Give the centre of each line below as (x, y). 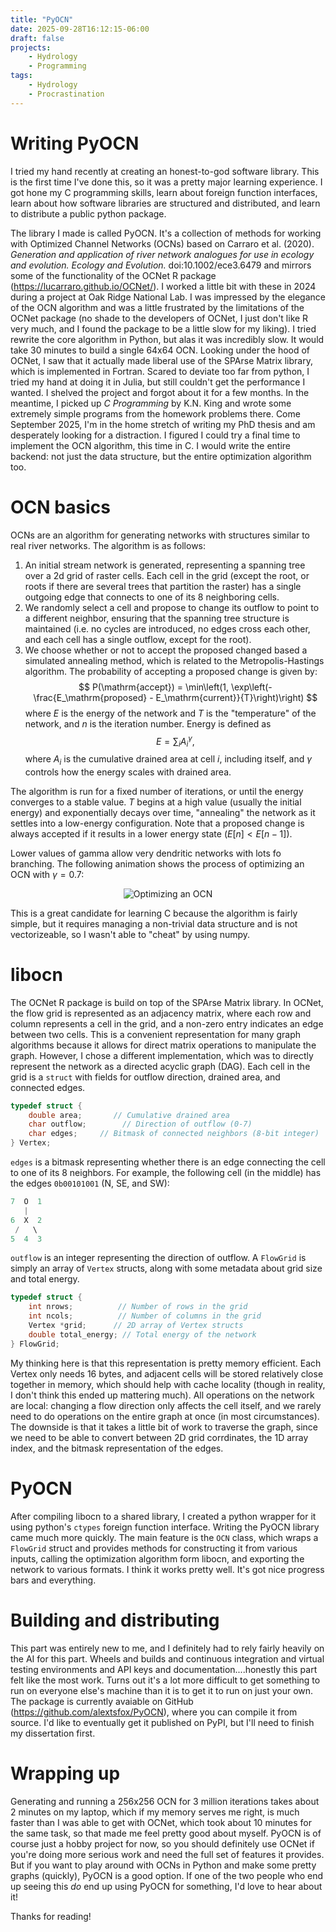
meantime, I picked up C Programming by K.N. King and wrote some (151, 403)
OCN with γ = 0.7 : (47, 874)
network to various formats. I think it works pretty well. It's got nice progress (167, 1569)
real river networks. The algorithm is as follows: (108, 545)
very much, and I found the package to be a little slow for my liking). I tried (163, 328)
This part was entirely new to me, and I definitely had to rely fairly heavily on (167, 1648)
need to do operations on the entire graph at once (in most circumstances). (165, 1416)
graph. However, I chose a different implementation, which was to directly (162, 1055)
